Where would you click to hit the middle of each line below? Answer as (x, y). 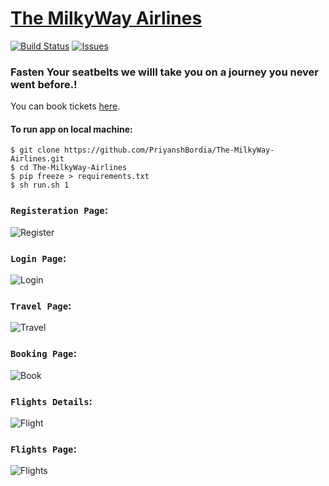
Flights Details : (51, 401)
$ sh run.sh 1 (40, 185)
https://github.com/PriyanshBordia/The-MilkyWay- (169, 150)
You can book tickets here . (65, 106)
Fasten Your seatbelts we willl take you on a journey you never (165, 72)
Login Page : (38, 258)
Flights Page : (43, 449)
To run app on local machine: (71, 129)
